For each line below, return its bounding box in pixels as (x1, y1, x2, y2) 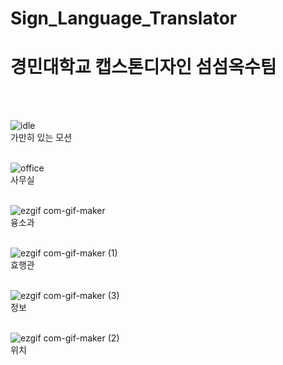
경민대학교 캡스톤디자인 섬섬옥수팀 (10, 56, 277, 79)
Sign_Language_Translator (10, 7, 238, 30)
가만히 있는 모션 (10, 132, 73, 144)
